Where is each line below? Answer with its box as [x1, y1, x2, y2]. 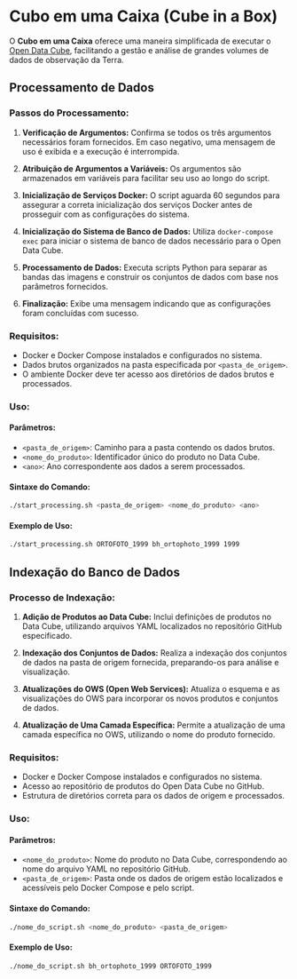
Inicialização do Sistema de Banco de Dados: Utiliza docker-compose [21, 226, 273, 236]
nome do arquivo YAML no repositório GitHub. [21, 864, 191, 874]
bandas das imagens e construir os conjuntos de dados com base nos [21, 271, 279, 282]
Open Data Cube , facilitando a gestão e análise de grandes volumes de [9, 44, 269, 55]
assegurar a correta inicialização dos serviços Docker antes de [21, 199, 253, 210]
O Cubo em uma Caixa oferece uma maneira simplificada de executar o [9, 36, 271, 46]
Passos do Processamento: [9, 107, 129, 119]
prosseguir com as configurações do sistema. [21, 209, 190, 219]
